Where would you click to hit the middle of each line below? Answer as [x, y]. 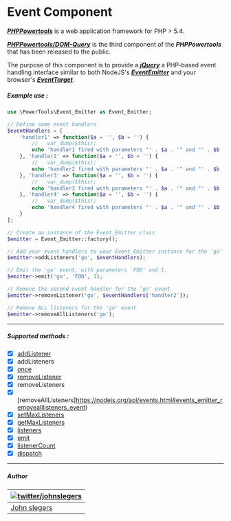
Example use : [28, 95]
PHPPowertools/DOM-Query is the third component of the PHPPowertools [114, 44]
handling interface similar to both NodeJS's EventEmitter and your [101, 72]
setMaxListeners [41, 414]
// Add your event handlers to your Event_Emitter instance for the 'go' [115, 252]
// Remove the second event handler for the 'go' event [89, 289]
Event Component [60, 12]
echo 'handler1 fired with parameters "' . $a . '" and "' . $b [126, 150]
